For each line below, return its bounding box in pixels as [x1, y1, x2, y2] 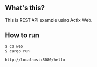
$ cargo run [5, 48, 30, 53]
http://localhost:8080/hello [5, 57, 65, 63]
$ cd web [5, 44, 23, 49]
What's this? [5, 4, 45, 12]
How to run [5, 31, 40, 40]
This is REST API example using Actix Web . [5, 17, 93, 22]
